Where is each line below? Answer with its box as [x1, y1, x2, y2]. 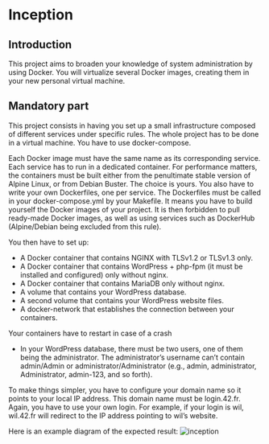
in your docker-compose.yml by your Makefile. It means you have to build [8, 195, 253, 206]
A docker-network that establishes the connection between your [19, 304, 235, 314]
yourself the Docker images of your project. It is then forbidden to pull [8, 204, 240, 214]
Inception [8, 6, 74, 24]
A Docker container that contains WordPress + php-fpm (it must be [19, 261, 243, 271]
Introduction [8, 38, 72, 51]
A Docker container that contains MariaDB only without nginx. [19, 278, 226, 288]
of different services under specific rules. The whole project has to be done [8, 129, 259, 138]
